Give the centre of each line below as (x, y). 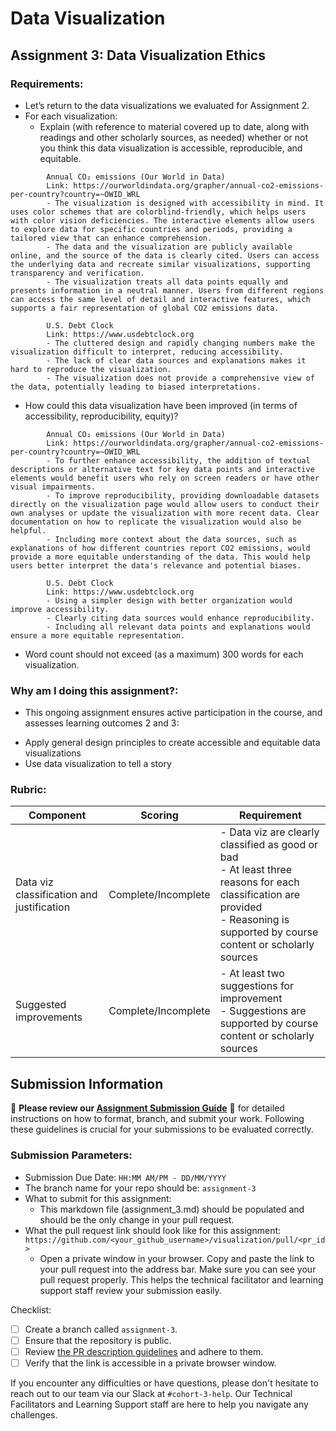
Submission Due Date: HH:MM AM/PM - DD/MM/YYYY (125, 1177)
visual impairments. (53, 487)
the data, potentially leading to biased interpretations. (136, 387)
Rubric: (28, 790)
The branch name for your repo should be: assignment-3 (140, 1188)
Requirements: (47, 84)
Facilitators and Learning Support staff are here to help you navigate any (159, 1404)
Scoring (159, 815)
